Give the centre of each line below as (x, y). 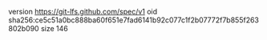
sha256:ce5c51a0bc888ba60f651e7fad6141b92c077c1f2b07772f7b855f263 (133, 20)
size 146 (54, 28)
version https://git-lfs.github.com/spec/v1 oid (83, 12)
